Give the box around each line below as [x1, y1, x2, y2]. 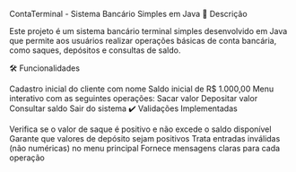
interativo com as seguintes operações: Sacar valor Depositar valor [9, 93, 258, 103]
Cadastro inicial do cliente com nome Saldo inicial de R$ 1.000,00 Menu [9, 83, 274, 94]
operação [9, 152, 45, 163]
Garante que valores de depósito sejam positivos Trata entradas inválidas [9, 133, 281, 143]
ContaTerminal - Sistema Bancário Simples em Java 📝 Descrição [9, 9, 248, 19]
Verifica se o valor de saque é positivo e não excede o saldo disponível [9, 124, 272, 134]
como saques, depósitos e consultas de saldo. [9, 45, 181, 56]
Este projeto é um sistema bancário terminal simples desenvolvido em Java [9, 26, 288, 36]
